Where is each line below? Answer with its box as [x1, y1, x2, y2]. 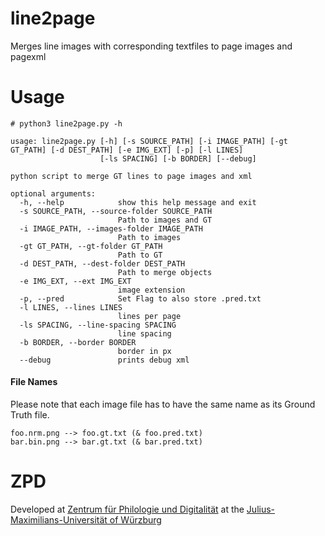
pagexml [10, 50, 47, 62]
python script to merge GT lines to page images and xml [10, 171, 253, 181]
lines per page [117, 311, 182, 321]
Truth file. [10, 409, 50, 421]
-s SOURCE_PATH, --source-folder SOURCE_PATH [19, 206, 213, 216]
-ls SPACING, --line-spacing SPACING [19, 320, 177, 330]
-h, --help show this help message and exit [19, 197, 257, 207]
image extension [117, 285, 186, 295]
